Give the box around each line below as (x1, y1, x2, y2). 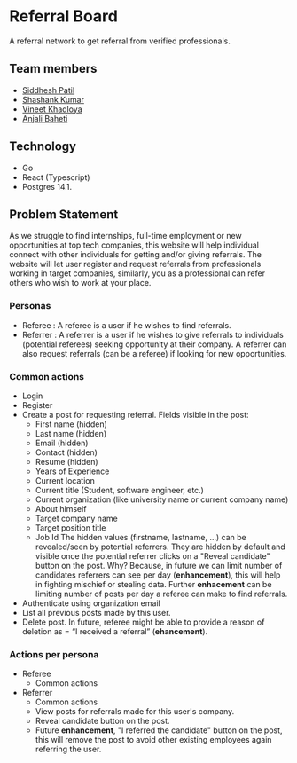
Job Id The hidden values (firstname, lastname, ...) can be (35, 531, 246, 542)
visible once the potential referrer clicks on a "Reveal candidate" (35, 550, 270, 561)
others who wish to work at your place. (9, 278, 152, 288)
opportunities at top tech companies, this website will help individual (9, 240, 260, 250)
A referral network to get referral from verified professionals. (9, 35, 231, 46)
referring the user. (35, 743, 102, 755)
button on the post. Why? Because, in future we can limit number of (35, 560, 283, 570)
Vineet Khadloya (21, 104, 82, 114)
